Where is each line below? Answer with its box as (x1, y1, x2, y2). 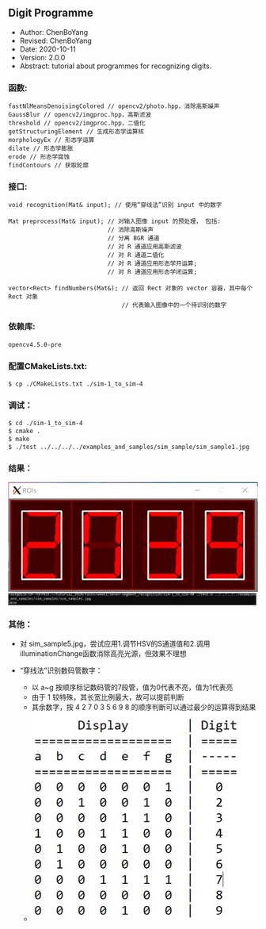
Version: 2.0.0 (19, 52, 66, 62)
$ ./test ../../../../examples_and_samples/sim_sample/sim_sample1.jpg (8, 443, 249, 451)
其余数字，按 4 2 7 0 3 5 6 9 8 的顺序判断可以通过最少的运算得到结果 (31, 702, 256, 712)
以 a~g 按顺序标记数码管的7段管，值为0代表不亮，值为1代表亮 (31, 682, 234, 692)
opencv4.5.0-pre (8, 340, 62, 348)
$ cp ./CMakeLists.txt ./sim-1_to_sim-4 (8, 380, 144, 388)
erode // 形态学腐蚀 (8, 153, 70, 161)
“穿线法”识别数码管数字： (19, 666, 103, 675)
